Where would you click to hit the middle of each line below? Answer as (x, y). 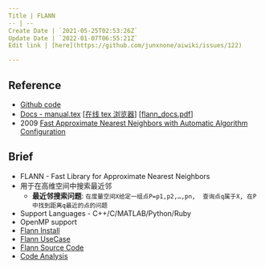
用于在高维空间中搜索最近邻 (66, 185)
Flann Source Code (52, 247)
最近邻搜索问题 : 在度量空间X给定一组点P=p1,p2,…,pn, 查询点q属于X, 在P (144, 196)
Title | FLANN (32, 16)
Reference (35, 85)
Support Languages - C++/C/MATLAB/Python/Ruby (105, 213)
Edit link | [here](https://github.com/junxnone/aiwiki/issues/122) (125, 46)
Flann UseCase (45, 238)
